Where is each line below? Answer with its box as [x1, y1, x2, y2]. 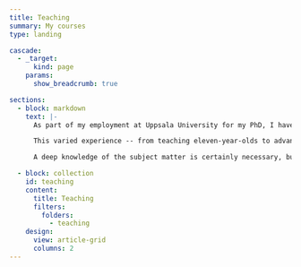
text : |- [25, 112, 58, 121]
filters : [32, 202, 66, 211]
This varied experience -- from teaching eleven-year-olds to [32, 136, 271, 146]
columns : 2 [32, 244, 74, 253]
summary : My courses [9, 22, 87, 30]
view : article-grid [32, 236, 106, 245]
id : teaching [25, 177, 74, 186]
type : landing [9, 30, 63, 39]
